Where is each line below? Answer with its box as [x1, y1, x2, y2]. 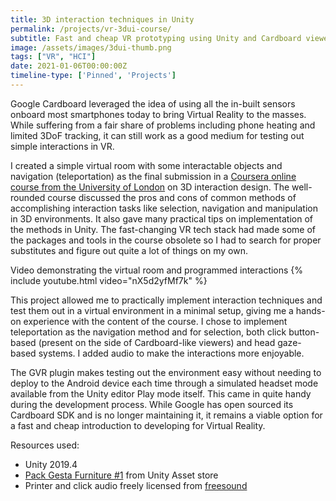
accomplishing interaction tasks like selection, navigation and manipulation [10, 202, 318, 214]
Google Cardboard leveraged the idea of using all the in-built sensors [10, 97, 296, 110]
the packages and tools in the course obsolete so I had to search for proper [10, 234, 322, 246]
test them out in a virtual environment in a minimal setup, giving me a [10, 304, 294, 316]
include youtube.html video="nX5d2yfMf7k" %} [10, 274, 208, 286]
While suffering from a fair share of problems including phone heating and [10, 119, 316, 131]
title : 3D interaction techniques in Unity [10, 14, 195, 25]
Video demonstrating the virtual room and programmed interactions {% [10, 264, 304, 276]
